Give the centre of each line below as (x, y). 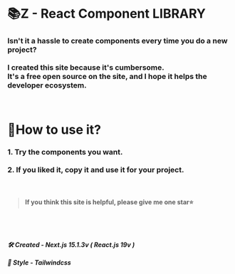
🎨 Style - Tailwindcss (39, 262)
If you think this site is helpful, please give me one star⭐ (109, 202)
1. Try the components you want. (65, 152)
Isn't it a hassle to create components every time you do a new (117, 41)
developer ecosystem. (47, 85)
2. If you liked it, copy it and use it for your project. (96, 169)
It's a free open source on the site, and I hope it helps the (108, 77)
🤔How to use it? (54, 130)
